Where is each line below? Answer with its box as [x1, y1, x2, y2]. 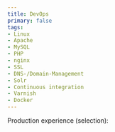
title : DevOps [7, 10, 50, 18]
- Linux [7, 30, 31, 38]
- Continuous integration [7, 83, 84, 91]
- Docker [7, 97, 33, 104]
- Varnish [7, 90, 37, 97]
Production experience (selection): [7, 116, 109, 125]
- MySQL [7, 44, 31, 51]
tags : [7, 24, 23, 31]
